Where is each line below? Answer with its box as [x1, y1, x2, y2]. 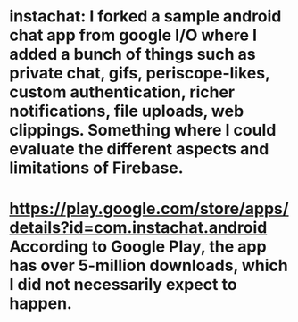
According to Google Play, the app [9, 236, 267, 257]
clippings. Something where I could [9, 120, 277, 140]
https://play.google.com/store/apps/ [9, 199, 289, 219]
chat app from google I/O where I [9, 25, 257, 45]
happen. [9, 293, 73, 314]
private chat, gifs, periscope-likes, [9, 63, 270, 84]
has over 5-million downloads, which [9, 256, 288, 276]
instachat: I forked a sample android [9, 6, 282, 27]
